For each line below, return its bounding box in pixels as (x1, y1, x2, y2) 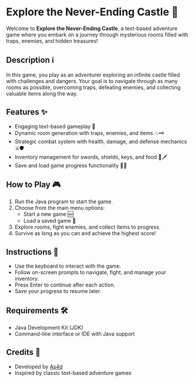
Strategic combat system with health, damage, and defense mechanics (14, 138, 187, 145)
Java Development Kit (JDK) (14, 324, 83, 331)
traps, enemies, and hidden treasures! (6, 37, 98, 44)
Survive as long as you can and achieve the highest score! (14, 230, 156, 237)
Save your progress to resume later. (14, 288, 102, 295)
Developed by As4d (14, 363, 63, 370)
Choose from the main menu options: (14, 205, 105, 212)
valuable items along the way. (6, 90, 78, 97)
